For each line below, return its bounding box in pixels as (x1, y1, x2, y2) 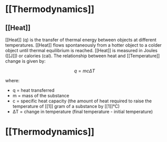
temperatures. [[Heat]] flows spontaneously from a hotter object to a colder (5, 42, 162, 48)
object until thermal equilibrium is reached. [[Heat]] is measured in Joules (5, 48, 158, 53)
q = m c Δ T (73, 68, 96, 74)
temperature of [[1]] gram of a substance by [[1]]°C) (12, 103, 120, 109)
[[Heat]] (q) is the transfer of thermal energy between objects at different (5, 37, 157, 43)
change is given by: (5, 58, 46, 64)
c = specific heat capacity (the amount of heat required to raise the (12, 98, 152, 104)
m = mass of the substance (12, 93, 69, 98)
